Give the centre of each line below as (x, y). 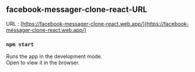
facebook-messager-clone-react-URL (77, 10)
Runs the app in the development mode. (54, 56)
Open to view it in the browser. (43, 63)
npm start (20, 44)
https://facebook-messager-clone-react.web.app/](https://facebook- (106, 23)
